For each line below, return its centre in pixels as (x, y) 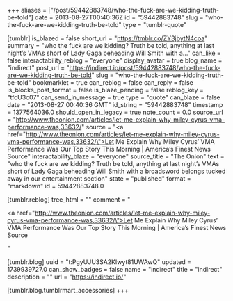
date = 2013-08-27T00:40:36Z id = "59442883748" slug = (119, 17)
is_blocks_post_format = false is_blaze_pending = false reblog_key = (105, 90)
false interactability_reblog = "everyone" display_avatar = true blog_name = (115, 60)
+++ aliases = (27, 10)
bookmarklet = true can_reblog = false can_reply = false (113, 82)
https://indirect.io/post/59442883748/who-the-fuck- (145, 68)
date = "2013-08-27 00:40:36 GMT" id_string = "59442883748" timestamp (115, 105)
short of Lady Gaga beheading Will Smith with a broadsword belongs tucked (116, 171)
